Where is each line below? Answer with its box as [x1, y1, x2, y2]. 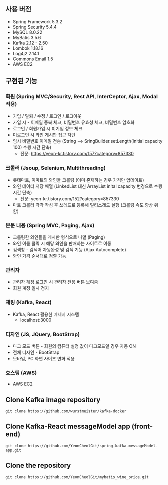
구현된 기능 [5, 77, 38, 85]
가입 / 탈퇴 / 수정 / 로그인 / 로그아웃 [12, 113, 82, 119]
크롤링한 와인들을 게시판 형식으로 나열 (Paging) [12, 234, 105, 240]
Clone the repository [5, 461, 71, 470]
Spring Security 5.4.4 [12, 24, 57, 30]
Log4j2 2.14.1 [12, 50, 39, 56]
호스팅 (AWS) [5, 369, 37, 376]
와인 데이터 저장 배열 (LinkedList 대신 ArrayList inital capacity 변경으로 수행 [12, 183, 163, 189]
